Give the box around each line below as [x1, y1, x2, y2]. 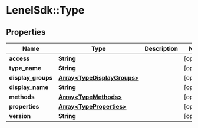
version [9, 112, 31, 120]
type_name [9, 64, 41, 72]
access [9, 54, 30, 63]
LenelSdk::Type [6, 4, 85, 17]
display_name [9, 83, 49, 91]
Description [144, 45, 179, 52]
